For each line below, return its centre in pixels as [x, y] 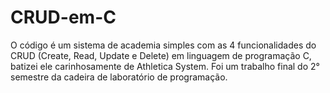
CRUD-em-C [63, 17]
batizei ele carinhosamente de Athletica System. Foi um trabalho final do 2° [165, 66]
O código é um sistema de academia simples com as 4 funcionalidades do [163, 45]
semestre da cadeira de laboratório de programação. [119, 77]
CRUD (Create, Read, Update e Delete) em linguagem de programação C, [161, 55]
